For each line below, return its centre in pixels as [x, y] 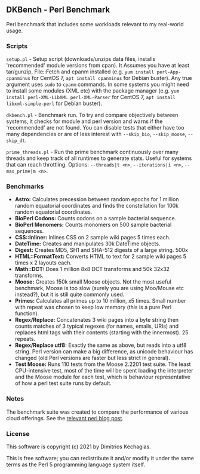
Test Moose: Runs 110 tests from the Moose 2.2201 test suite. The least [103, 364]
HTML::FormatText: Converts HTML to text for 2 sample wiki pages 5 [101, 257]
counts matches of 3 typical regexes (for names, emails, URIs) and [97, 326]
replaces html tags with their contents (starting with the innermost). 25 [101, 333]
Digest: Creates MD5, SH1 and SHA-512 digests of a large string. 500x [101, 250]
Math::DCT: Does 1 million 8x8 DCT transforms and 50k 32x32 [92, 269]
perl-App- [169, 72]
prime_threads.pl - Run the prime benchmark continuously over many [93, 152]
